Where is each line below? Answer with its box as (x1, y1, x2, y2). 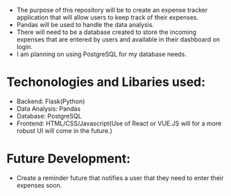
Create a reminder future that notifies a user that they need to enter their (16, 173, 224, 182)
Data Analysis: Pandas (16, 104, 81, 113)
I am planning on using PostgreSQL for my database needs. (16, 50, 187, 58)
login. (16, 43, 33, 51)
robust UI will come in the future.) (16, 126, 112, 134)
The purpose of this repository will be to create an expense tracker (16, 6, 208, 14)
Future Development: (6, 151, 131, 167)
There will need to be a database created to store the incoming (16, 28, 197, 36)
